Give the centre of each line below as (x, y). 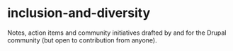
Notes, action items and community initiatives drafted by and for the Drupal (117, 33)
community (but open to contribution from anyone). (82, 40)
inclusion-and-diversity (79, 13)
